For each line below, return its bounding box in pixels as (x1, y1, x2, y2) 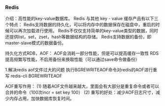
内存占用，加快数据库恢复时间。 (9, 96, 74, 102)
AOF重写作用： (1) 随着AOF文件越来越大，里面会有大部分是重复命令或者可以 (5, 84, 160, 89)
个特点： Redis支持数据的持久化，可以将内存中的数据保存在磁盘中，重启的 (5, 21, 156, 28)
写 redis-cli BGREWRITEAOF (5, 73, 63, 79)
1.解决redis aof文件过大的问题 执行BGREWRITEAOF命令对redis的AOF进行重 (5, 67, 158, 73)
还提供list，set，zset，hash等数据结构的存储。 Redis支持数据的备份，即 (5, 34, 152, 40)
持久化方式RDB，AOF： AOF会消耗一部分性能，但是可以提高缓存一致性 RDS (5, 50, 159, 56)
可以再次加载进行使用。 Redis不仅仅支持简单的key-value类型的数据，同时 (9, 28, 159, 34)
